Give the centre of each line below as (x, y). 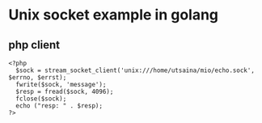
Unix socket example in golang (114, 15)
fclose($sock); (41, 99)
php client (34, 45)
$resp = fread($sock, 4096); (65, 91)
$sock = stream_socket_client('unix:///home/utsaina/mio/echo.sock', (135, 70)
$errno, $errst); (38, 78)
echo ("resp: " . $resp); (59, 106)
